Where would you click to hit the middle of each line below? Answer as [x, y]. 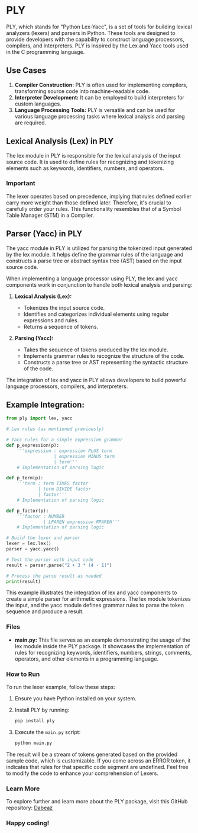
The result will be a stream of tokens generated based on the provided [92, 754]
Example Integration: [45, 405]
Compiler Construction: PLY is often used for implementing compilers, [101, 85]
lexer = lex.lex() [29, 544]
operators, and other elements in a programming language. [86, 659]
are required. [30, 123]
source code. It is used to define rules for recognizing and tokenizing [90, 162]
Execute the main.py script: [48, 732]
